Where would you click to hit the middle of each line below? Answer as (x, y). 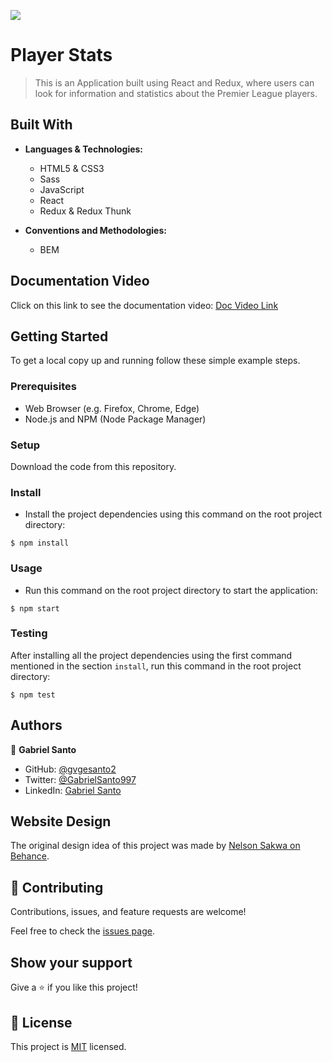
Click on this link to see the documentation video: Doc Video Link (144, 305)
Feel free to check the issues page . (82, 931)
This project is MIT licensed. (68, 1046)
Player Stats (61, 55)
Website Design (61, 821)
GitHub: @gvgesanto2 (70, 769)
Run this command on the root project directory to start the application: (171, 590)
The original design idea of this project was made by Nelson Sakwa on (155, 846)
